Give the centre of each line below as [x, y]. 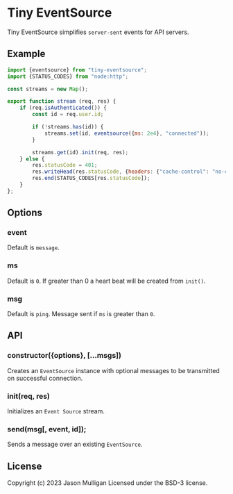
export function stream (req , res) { [62, 101]
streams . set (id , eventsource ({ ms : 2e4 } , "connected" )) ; [127, 133]
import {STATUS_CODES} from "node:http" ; [68, 76]
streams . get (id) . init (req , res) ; [80, 152]
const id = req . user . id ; [68, 115]
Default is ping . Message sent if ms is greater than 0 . [81, 314]
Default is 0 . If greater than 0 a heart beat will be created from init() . [106, 281]
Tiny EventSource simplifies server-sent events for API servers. [98, 32]
